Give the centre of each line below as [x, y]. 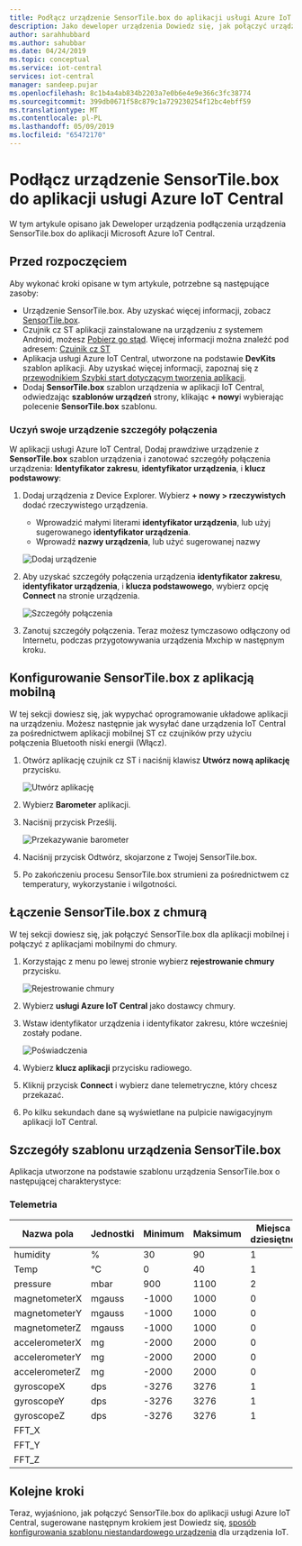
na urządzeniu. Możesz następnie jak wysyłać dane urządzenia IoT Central [147, 723]
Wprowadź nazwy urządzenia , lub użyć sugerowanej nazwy [148, 541]
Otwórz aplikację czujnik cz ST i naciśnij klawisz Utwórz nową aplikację [156, 760]
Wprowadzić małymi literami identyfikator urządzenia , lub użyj [153, 522]
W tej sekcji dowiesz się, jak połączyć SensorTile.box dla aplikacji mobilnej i [149, 934]
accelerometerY [48, 1357]
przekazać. [43, 1094]
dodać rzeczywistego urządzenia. [85, 505]
